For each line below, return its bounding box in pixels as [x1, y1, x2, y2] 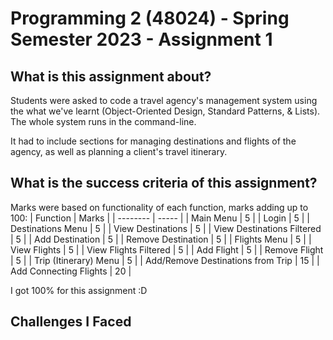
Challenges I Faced [10, 313, 132, 331]
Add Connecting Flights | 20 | [10, 265, 132, 277]
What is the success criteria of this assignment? [10, 175, 318, 192]
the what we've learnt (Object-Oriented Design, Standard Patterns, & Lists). [10, 105, 321, 117]
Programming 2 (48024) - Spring [10, 7, 290, 30]
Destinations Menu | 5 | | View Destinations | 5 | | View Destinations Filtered [10, 222, 322, 234]
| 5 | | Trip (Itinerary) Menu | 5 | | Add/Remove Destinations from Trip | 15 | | [10, 254, 320, 266]
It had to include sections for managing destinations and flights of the [10, 135, 297, 147]
